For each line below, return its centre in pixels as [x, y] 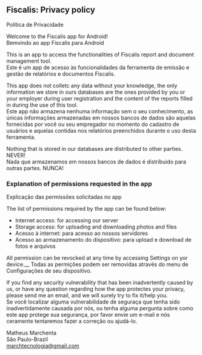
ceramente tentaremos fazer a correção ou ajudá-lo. [72, 321]
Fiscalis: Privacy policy [51, 10]
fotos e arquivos [35, 246]
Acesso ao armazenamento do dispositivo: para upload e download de [103, 240]
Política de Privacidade [35, 24]
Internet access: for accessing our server [66, 221]
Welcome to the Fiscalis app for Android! [57, 36]
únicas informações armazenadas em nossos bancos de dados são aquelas [101, 118]
